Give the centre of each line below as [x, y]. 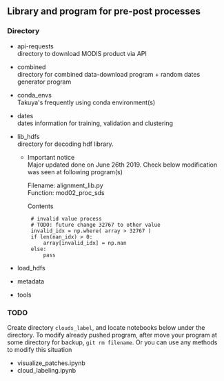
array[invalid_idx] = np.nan [85, 243]
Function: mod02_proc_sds [66, 192]
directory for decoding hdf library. [65, 144]
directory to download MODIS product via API [82, 53]
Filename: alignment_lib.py [65, 185]
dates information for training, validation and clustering [95, 123]
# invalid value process [66, 219]
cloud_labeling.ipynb [47, 370]
